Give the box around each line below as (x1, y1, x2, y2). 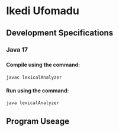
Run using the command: (6, 87, 69, 94)
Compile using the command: (6, 61, 81, 69)
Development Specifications (6, 28, 114, 38)
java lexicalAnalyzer (6, 100, 60, 106)
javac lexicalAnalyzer (6, 75, 62, 81)
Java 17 (6, 46, 28, 54)
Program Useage (6, 116, 70, 126)
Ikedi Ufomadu (6, 4, 80, 18)
